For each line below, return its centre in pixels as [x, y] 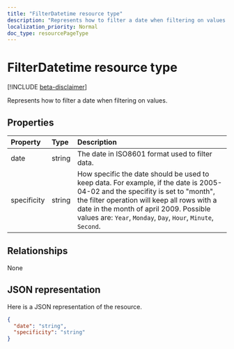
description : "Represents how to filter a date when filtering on [106, 20]
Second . [89, 226]
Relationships [38, 251]
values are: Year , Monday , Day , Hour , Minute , [145, 217]
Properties [31, 122]
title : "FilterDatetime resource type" [65, 14]
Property [26, 142]
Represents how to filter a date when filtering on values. [87, 101]
